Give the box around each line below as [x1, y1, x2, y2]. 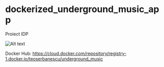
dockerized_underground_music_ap [5, 4, 159, 15]
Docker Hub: [5, 50, 32, 56]
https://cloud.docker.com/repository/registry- [32, 50, 127, 56]
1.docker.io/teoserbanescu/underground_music [5, 55, 103, 61]
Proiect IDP [5, 31, 29, 37]
